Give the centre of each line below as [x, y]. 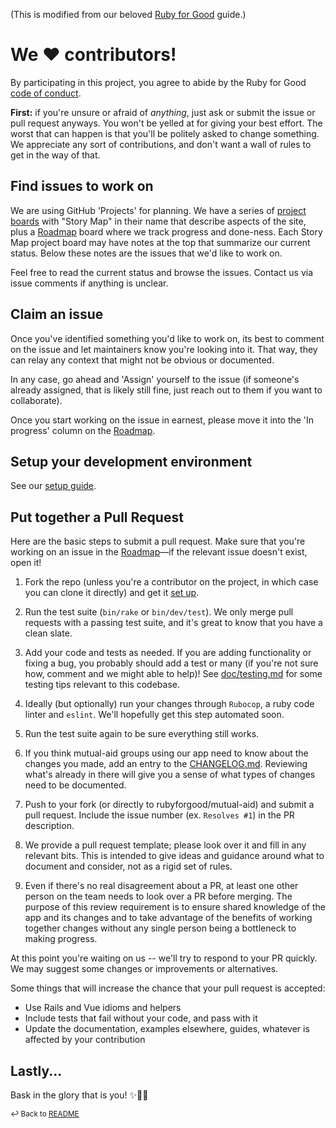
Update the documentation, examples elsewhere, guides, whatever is [167, 1029]
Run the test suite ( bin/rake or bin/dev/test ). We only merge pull [159, 612]
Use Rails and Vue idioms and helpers [103, 1008]
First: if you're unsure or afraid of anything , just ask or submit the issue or [163, 112]
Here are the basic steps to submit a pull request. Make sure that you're [158, 541]
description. [49, 826]
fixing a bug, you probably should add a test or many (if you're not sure [171, 663]
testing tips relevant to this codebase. [102, 685]
